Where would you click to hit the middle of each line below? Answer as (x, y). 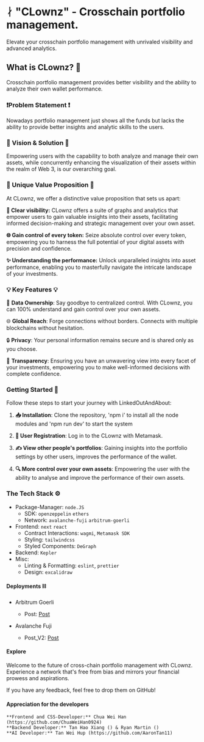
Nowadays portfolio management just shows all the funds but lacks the (95, 120)
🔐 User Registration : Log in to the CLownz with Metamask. (89, 436)
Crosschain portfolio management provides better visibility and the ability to (101, 82)
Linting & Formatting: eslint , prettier (72, 565)
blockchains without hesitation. (45, 328)
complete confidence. (34, 373)
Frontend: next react (41, 526)
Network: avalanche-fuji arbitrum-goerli (77, 520)
